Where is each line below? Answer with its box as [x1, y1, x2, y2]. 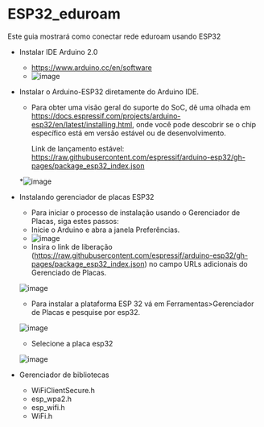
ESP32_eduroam [7, 5, 122, 23]
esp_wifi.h [31, 402, 65, 412]
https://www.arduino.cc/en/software [31, 62, 152, 73]
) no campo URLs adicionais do [143, 259, 248, 268]
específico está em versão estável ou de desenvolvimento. [31, 128, 226, 138]
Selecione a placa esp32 [31, 338, 113, 348]
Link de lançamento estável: [31, 143, 125, 153]
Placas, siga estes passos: [31, 216, 119, 226]
